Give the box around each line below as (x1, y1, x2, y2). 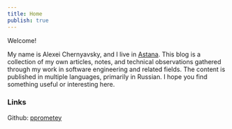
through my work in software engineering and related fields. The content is (7, 65, 226, 73)
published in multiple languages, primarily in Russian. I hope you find (7, 72, 208, 81)
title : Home (7, 10, 42, 18)
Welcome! (7, 36, 37, 44)
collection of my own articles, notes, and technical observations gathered (7, 57, 221, 66)
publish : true (7, 17, 50, 24)
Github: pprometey (7, 113, 62, 122)
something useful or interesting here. (7, 80, 115, 88)
